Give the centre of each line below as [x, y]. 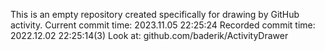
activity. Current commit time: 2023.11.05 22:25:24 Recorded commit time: [163, 25]
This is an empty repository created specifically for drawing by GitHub [155, 14]
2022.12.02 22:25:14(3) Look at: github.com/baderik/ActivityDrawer [149, 35]
